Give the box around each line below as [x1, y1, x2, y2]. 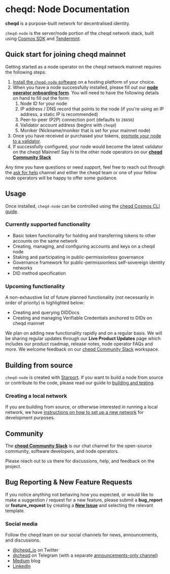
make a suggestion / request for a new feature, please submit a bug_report [5, 496, 163, 503]
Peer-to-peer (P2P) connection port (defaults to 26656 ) [20, 117, 134, 123]
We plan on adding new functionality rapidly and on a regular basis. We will [5, 330, 162, 336]
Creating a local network [5, 392, 67, 399]
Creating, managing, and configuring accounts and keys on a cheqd [12, 243, 155, 249]
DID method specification [12, 270, 66, 276]
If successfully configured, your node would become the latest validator [12, 143, 163, 149]
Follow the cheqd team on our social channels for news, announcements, [5, 532, 158, 538]
